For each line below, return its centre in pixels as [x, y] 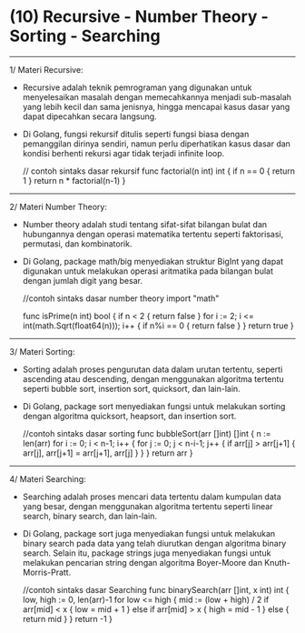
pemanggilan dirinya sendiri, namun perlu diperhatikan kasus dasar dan [156, 144]
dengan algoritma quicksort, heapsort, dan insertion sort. [129, 416]
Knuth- [277, 562]
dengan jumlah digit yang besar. [83, 280]
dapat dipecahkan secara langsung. [89, 116]
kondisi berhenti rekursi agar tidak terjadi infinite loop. [123, 153]
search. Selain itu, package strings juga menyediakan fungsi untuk [147, 553]
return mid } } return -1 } [68, 618]
